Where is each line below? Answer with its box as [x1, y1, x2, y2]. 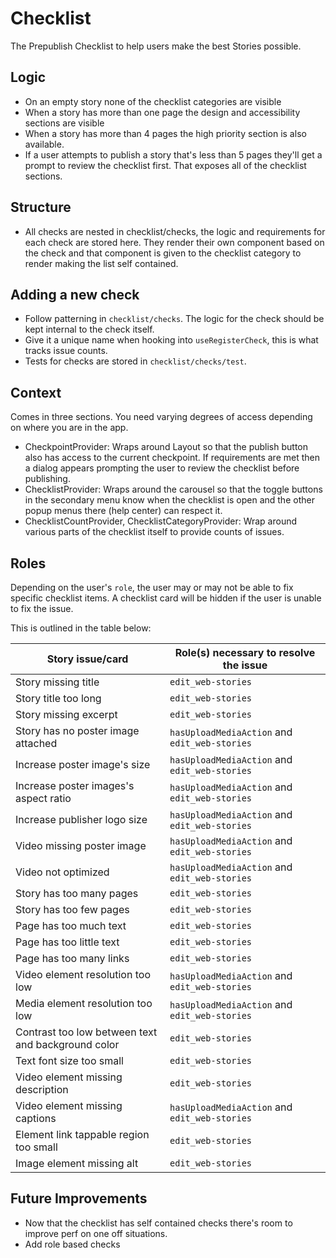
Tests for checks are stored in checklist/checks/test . [24, 355, 247, 367]
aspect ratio [15, 792, 72, 805]
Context [10, 384, 62, 401]
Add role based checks [24, 1238, 121, 1250]
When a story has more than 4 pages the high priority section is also [24, 127, 307, 139]
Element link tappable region [15, 1128, 150, 1141]
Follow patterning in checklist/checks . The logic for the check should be [24, 313, 325, 325]
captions [15, 1112, 57, 1125]
